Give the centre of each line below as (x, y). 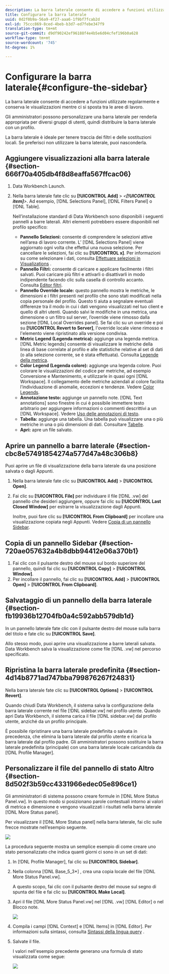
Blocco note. (26, 907)
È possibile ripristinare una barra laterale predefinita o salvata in (71, 731)
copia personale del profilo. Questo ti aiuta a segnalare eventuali (87, 301)
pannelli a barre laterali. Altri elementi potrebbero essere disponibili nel (86, 222)
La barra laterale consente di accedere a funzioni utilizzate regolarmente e (82, 101)
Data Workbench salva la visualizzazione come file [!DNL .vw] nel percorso (83, 649)
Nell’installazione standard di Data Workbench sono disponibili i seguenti (88, 216)
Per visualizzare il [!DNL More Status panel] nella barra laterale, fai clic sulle (84, 822)
